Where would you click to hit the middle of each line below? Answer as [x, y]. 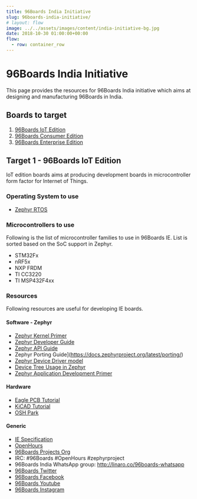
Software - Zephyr [29, 322]
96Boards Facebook [39, 477]
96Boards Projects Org [42, 452]
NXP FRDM [28, 268]
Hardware [19, 387]
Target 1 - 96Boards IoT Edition [64, 161]
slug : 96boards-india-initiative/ [49, 17]
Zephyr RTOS [31, 209]
